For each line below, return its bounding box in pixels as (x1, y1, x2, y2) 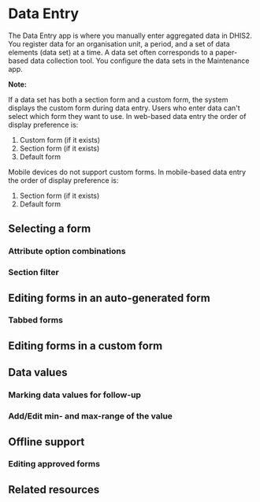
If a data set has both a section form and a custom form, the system (8, 95, 228, 104)
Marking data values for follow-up (8, 389, 142, 400)
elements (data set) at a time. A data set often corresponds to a (8, 47, 214, 57)
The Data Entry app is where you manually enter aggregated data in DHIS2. (8, 31, 252, 40)
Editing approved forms (8, 459, 101, 470)
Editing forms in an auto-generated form (8, 291, 210, 304)
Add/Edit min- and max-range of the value (8, 411, 173, 422)
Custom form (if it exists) (19, 135, 101, 144)
